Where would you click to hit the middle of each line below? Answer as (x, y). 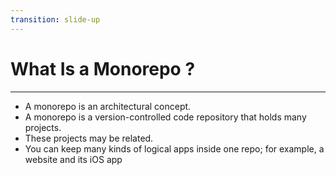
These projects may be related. (89, 138)
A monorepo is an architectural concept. (108, 106)
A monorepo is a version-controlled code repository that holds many (165, 117)
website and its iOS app (73, 159)
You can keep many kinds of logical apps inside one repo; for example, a (174, 148)
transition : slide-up (55, 19)
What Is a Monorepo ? (103, 68)
